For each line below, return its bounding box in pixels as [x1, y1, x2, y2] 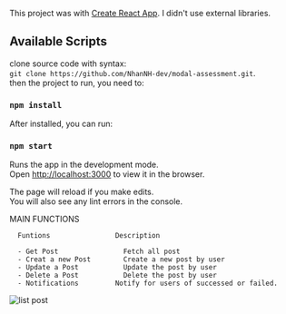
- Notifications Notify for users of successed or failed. [17, 279, 279, 289]
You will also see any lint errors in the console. [9, 196, 183, 207]
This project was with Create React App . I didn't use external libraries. [9, 8, 271, 18]
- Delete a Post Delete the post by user [17, 271, 218, 280]
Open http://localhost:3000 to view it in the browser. [9, 169, 205, 180]
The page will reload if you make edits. [9, 186, 154, 198]
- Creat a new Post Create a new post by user [17, 255, 225, 264]
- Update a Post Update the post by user [17, 263, 218, 272]
